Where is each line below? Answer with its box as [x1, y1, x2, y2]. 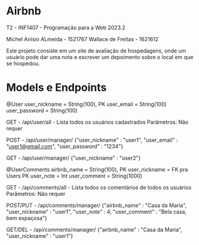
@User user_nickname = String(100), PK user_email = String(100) [6, 100, 167, 108]
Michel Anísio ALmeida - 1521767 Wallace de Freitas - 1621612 [6, 35, 159, 42]
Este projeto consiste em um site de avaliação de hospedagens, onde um [6, 47, 186, 54]
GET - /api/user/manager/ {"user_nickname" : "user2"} [6, 154, 141, 161]
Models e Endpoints [6, 81, 107, 94]
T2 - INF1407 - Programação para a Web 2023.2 [6, 24, 125, 31]
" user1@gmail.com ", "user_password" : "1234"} [6, 142, 124, 150]
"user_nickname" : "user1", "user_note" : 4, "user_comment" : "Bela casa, [6, 208, 187, 215]
